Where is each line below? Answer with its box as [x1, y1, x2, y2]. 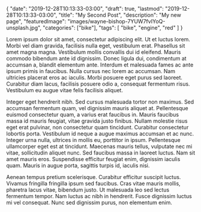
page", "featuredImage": [6, 18, 67, 25]
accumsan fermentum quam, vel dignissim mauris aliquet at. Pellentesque [6, 105, 189, 111]
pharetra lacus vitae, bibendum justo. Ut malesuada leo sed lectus [6, 186, 170, 193]
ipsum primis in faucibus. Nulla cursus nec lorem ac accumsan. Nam [6, 68, 176, 74]
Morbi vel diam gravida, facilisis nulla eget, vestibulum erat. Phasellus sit [6, 42, 185, 49]
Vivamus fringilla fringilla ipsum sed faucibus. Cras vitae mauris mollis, [6, 180, 181, 187]
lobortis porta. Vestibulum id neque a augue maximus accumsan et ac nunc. [6, 130, 194, 137]
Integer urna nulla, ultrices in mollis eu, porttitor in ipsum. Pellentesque [6, 137, 181, 143]
